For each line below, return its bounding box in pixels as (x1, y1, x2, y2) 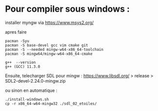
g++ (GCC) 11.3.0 (5, 64, 40, 69)
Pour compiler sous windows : (5, 3, 130, 15)
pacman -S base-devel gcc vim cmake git (5, 43, 89, 47)
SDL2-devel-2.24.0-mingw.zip (5, 78, 66, 84)
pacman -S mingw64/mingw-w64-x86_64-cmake (5, 51, 93, 56)
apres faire (5, 29, 27, 35)
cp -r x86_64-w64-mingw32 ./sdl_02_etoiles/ (5, 101, 97, 106)
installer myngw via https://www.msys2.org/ (5, 20, 94, 25)
